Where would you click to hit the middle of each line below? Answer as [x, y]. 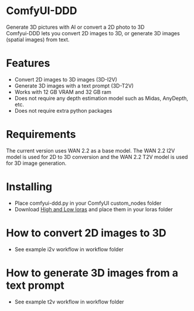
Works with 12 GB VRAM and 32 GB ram [63, 92]
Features [28, 63]
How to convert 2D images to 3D [86, 233]
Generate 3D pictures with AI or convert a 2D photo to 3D [75, 27]
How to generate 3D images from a [92, 273]
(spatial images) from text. [38, 39]
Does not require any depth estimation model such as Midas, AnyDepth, [101, 98]
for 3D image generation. [36, 163]
